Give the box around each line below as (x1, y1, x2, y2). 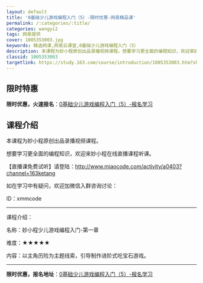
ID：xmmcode (6, 195, 42, 203)
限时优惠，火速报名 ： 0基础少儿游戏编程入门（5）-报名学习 (6, 100, 153, 108)
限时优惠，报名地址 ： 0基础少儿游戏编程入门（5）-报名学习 (6, 270, 153, 278)
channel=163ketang (6, 170, 56, 177)
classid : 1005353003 (6, 54, 59, 60)
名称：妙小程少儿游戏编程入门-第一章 (6, 226, 99, 233)
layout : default (6, 8, 47, 15)
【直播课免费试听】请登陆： (6, 163, 76, 170)
